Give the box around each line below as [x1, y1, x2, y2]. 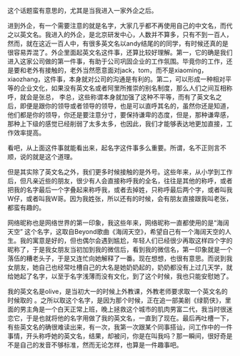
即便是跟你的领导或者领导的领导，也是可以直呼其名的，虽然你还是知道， [19, 102, 233, 110]
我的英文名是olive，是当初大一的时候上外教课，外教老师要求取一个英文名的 [7, 288, 228, 295]
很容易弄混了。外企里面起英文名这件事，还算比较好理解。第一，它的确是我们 [7, 49, 233, 56]
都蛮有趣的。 [7, 203, 45, 212]
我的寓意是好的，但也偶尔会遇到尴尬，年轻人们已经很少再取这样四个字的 [19, 236, 233, 245]
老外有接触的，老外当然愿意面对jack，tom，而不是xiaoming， [26, 66, 208, 74]
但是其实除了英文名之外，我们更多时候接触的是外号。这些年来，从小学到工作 [7, 168, 233, 176]
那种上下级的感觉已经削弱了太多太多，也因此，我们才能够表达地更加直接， [7, 120, 226, 128]
